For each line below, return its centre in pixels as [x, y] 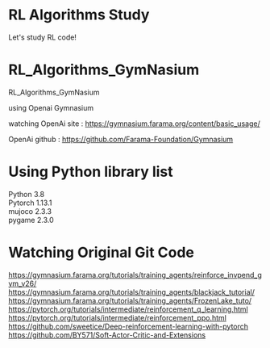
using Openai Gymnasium [51, 107]
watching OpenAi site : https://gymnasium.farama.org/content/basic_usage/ [134, 124]
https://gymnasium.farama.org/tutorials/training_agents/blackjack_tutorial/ [132, 291]
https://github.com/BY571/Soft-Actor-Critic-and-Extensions [107, 335]
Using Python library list [91, 172]
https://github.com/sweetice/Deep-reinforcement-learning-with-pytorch [128, 326]
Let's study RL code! [42, 37]
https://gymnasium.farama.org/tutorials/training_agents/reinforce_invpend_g [135, 275]
